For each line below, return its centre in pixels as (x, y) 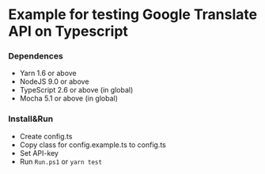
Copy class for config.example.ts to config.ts (93, 145)
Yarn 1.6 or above (48, 74)
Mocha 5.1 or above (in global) (69, 98)
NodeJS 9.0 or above (54, 81)
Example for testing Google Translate (133, 15)
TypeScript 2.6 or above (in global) (76, 90)
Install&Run (31, 119)
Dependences (36, 56)
